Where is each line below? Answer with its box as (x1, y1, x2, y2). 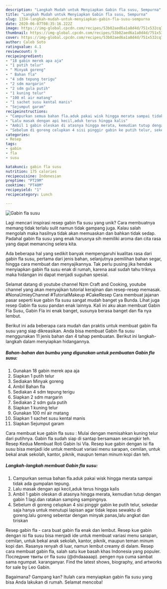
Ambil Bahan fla (12, 384, 45, 390)
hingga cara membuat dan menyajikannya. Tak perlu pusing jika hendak (5, 261, 152, 267)
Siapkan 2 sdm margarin (12, 394, 63, 400)
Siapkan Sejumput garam (12, 420, 64, 426)
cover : (5, 35, 19, 40)
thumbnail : (5, 30, 28, 35)
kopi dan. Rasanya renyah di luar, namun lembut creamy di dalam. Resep (5, 543, 154, 549)
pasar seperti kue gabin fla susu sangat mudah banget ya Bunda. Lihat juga (5, 297, 160, 303)
